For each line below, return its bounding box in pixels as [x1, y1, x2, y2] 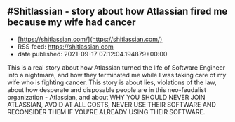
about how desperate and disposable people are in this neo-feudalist [7, 85, 207, 93]
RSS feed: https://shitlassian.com [17, 42, 114, 51]
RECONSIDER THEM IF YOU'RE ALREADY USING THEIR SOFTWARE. [7, 107, 206, 116]
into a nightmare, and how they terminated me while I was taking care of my [7, 70, 227, 79]
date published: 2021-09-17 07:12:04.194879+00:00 [17, 49, 168, 58]
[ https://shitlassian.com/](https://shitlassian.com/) [17, 35, 163, 43]
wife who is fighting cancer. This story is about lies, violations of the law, [7, 78, 217, 86]
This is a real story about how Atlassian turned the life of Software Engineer [7, 63, 226, 72]
